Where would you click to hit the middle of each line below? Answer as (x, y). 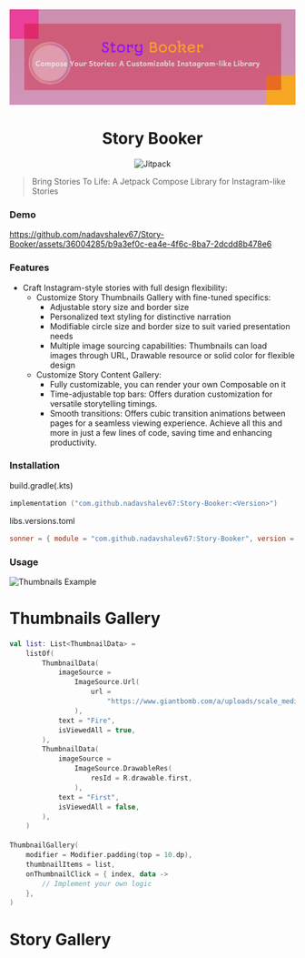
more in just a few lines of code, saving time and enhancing (161, 432)
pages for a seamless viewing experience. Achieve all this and (166, 423)
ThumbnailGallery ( (44, 845)
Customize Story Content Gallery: (98, 374)
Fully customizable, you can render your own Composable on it (167, 384)
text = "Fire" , (87, 721)
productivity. (73, 442)
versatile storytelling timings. (103, 403)
